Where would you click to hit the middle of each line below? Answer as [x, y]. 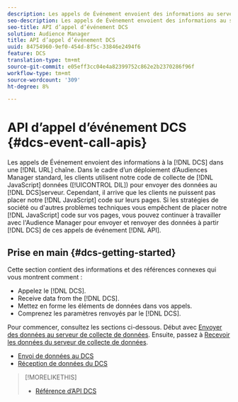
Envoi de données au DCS [56, 356]
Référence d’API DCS [66, 391]
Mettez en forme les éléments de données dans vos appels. [105, 306]
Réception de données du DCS [63, 363]
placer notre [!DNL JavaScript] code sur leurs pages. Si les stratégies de [113, 200]
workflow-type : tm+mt [39, 73]
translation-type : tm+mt [44, 60]
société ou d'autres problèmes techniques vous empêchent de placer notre [117, 208]
